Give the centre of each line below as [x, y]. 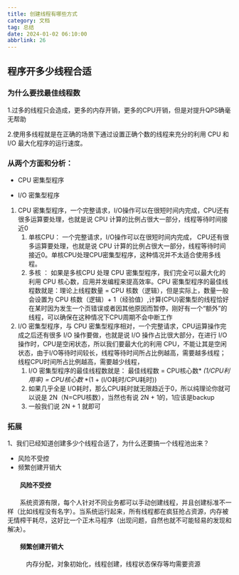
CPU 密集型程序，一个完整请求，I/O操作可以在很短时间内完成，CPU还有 [123, 210]
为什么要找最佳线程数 [44, 93]
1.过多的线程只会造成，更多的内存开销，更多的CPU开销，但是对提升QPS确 [116, 110]
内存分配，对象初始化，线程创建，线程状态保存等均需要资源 [113, 564]
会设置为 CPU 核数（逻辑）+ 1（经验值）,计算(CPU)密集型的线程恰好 [128, 299]
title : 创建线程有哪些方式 [43, 14]
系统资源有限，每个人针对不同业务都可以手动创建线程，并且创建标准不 [122, 502]
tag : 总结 [21, 27]
